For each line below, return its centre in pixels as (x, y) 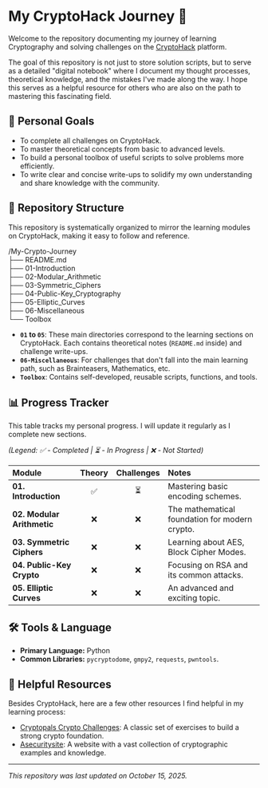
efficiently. (37, 166)
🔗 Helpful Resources (60, 684)
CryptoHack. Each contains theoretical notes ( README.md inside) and (131, 343)
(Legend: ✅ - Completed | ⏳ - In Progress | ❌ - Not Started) (106, 451)
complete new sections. (47, 435)
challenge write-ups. (54, 351)
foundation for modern (210, 519)
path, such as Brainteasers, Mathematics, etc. (95, 368)
